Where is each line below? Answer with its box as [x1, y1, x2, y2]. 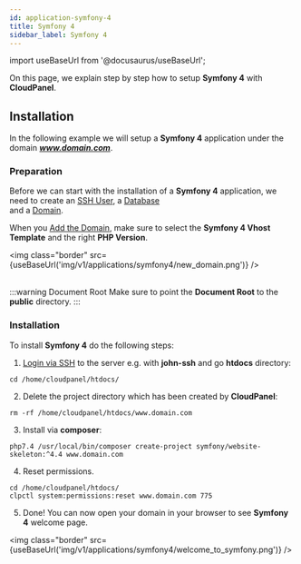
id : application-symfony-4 [9, 13, 112, 23]
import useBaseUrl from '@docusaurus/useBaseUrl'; [9, 55, 206, 66]
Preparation [9, 165, 63, 178]
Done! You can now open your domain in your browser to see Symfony [22, 507, 288, 518]
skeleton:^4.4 [9, 450, 63, 459]
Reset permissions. [22, 465, 94, 477]
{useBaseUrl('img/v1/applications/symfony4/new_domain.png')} [9, 260, 249, 271]
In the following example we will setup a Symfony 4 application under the [9, 133, 284, 143]
